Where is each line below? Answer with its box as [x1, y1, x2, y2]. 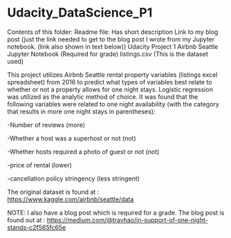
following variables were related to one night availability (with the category [7, 100, 220, 108]
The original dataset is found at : [7, 187, 100, 196]
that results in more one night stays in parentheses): [7, 107, 156, 116]
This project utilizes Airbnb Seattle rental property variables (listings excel [7, 71, 218, 79]
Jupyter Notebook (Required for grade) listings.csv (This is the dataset [7, 50, 209, 58]
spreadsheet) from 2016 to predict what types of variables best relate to [7, 77, 212, 86]
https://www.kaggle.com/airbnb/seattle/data [7, 195, 134, 203]
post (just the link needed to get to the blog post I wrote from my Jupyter [7, 35, 215, 43]
